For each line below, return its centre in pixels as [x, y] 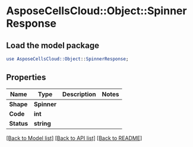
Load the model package [53, 45]
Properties [26, 77]
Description [79, 94]
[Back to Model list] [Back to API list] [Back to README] [74, 138]
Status [19, 123]
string [42, 123]
